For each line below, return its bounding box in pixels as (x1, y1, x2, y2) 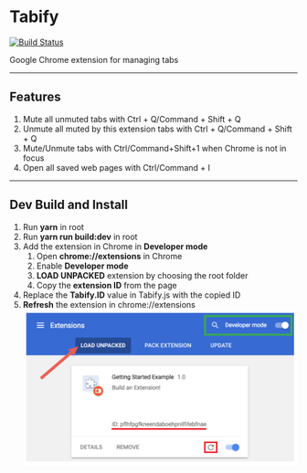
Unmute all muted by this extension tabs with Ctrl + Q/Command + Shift (22, 123, 292, 134)
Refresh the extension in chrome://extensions (22, 299, 196, 310)
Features (9, 89, 61, 105)
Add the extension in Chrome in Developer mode (22, 240, 208, 252)
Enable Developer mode (36, 260, 129, 271)
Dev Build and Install (9, 197, 128, 213)
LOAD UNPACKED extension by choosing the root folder (36, 269, 249, 280)
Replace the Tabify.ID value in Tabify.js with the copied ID (22, 289, 241, 300)
